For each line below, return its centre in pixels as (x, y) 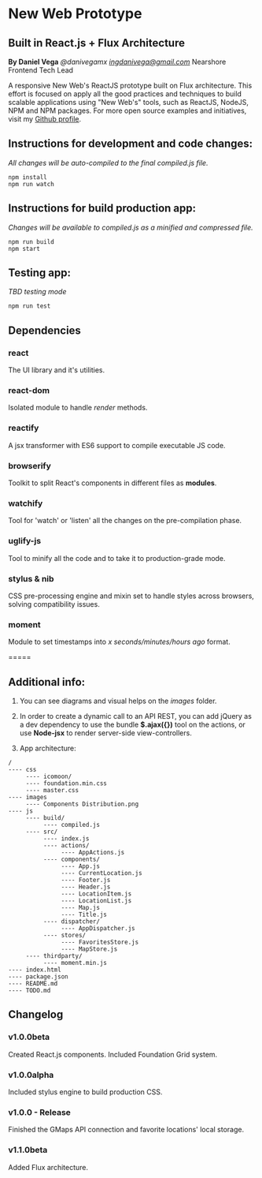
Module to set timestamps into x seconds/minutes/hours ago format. (119, 642)
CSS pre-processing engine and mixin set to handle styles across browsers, (131, 596)
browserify (30, 466)
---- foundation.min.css (66, 783)
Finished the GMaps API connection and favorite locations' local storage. (126, 1130)
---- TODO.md (30, 991)
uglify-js (25, 541)
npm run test (30, 306)
